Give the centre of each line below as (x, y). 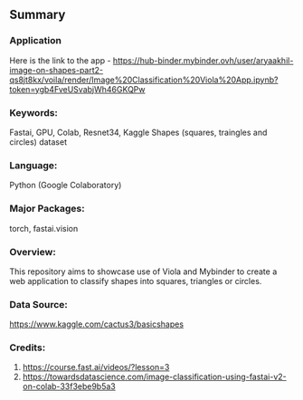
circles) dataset (38, 142)
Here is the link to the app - (60, 60)
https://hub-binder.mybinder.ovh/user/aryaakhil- (203, 60)
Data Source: (38, 304)
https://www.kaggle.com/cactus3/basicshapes (96, 324)
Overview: (33, 252)
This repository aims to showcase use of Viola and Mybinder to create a (143, 271)
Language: (33, 165)
